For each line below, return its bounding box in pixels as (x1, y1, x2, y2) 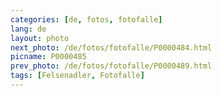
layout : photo (10, 33, 70, 43)
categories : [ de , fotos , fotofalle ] (10, 14, 163, 25)
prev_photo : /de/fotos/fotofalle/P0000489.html (10, 61, 213, 71)
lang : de (10, 24, 47, 34)
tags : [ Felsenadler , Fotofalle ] (10, 71, 145, 81)
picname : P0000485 (10, 52, 87, 62)
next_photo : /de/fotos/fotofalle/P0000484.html (10, 42, 213, 53)
